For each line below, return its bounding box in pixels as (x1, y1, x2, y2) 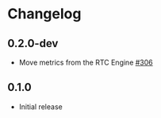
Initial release (18, 101, 63, 112)
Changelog (7, 5, 82, 23)
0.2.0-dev (7, 37, 59, 50)
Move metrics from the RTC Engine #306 (18, 57, 154, 67)
